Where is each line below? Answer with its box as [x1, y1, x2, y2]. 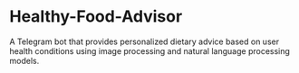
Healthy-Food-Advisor [9, 6, 183, 27]
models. [9, 55, 40, 66]
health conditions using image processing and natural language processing [9, 45, 290, 56]
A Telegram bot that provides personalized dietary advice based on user [9, 36, 279, 47]
